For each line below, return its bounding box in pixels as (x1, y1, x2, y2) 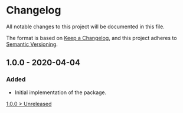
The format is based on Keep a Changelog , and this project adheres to (6, 34, 177, 41)
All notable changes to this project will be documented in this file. (6, 23, 165, 30)
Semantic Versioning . (6, 41, 58, 48)
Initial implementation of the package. (14, 89, 107, 96)
